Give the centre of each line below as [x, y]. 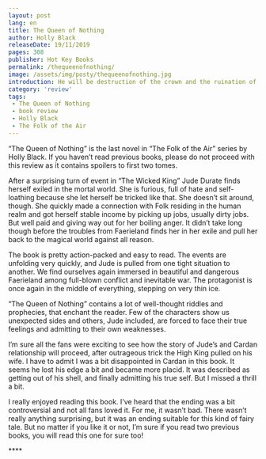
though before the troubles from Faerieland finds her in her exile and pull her [133, 231]
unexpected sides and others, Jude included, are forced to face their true [128, 321]
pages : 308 [26, 52]
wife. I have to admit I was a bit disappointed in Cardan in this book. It [122, 361]
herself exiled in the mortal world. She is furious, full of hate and [113, 189]
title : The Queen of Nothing [56, 30]
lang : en [23, 23]
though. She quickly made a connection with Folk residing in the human [125, 206]
